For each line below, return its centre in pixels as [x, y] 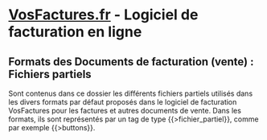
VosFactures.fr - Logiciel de [103, 15]
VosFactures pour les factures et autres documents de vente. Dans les [125, 111]
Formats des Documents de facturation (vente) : [131, 62]
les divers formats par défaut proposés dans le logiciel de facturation [123, 102]
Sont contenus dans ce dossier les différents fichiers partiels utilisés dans [131, 93]
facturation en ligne [75, 32]
